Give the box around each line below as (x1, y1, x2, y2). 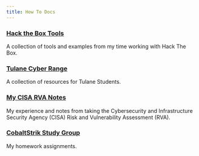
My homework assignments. (6, 142, 77, 149)
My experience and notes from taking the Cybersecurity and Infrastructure (6, 107, 193, 114)
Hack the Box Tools (6, 29, 64, 37)
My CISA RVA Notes (6, 93, 67, 102)
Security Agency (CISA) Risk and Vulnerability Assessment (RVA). (6, 114, 171, 121)
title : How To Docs (6, 8, 56, 15)
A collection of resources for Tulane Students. (6, 78, 121, 86)
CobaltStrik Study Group (6, 129, 81, 137)
